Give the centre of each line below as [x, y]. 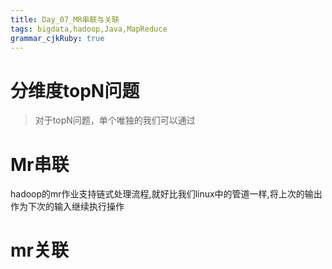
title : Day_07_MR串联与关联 [65, 19]
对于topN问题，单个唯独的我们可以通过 [115, 120]
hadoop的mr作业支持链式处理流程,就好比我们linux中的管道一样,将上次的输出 [166, 194]
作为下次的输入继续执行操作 [67, 207]
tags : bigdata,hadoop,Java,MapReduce [89, 29]
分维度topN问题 [75, 90]
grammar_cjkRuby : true [57, 38]
